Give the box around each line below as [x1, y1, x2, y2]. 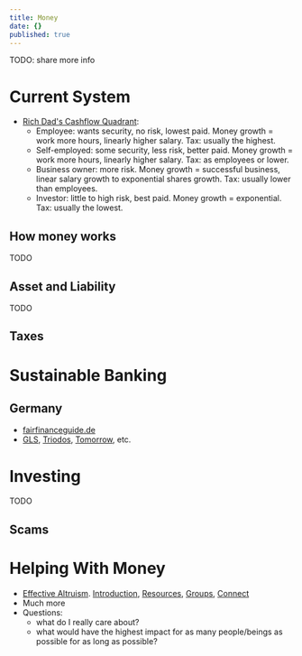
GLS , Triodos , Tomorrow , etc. [22, 434, 132, 445]
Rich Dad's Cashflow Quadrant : [22, 116, 140, 127]
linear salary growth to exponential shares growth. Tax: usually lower [35, 173, 291, 185]
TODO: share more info [9, 55, 96, 66]
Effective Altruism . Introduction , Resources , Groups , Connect [22, 587, 250, 598]
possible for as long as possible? [35, 635, 158, 646]
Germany [9, 401, 63, 416]
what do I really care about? [35, 616, 140, 627]
